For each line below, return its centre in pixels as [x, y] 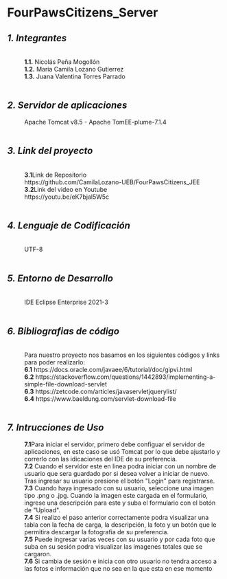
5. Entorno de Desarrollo [60, 278]
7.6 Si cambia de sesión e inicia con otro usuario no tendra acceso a [121, 561]
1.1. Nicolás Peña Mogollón [62, 62]
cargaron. [38, 554]
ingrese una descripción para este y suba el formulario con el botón [120, 503]
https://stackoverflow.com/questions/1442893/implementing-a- [126, 377]
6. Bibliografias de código [63, 331]
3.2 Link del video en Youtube [66, 189]
